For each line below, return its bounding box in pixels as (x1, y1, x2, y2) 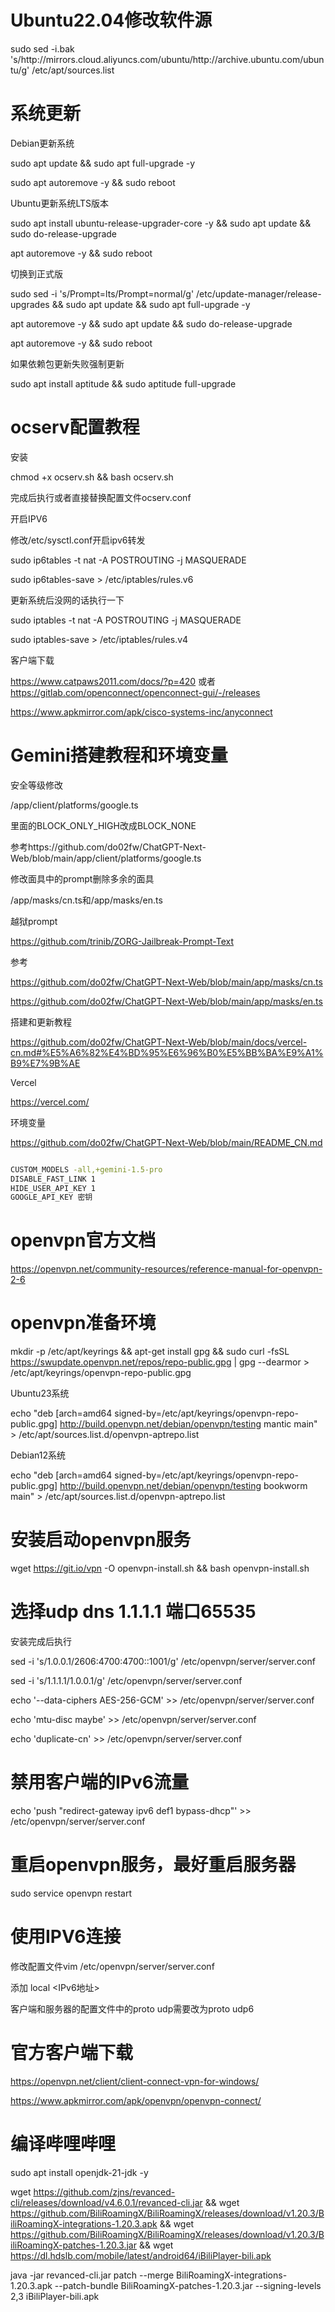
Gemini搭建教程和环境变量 (10, 744, 228, 766)
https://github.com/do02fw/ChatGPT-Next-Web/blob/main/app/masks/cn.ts (10, 976, 323, 988)
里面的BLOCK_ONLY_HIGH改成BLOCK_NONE (10, 819, 197, 831)
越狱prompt (10, 915, 58, 927)
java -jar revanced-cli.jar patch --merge (10, 2269, 175, 2281)
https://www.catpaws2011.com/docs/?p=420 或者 (10, 675, 217, 687)
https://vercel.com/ (10, 1096, 90, 1108)
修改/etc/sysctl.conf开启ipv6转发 (10, 534, 146, 546)
